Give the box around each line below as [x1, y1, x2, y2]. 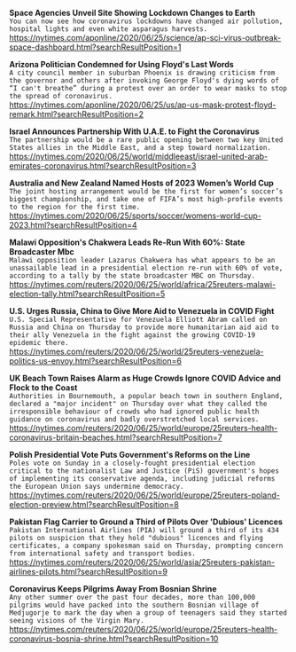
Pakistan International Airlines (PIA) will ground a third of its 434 [9, 526, 279, 535]
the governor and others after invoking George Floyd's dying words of [9, 76, 279, 85]
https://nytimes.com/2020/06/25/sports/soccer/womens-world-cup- [9, 210, 261, 221]
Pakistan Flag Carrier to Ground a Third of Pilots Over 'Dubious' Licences [9, 516, 284, 527]
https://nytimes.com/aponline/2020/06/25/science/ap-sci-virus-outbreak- [9, 33, 282, 43]
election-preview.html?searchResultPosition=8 [9, 499, 179, 509]
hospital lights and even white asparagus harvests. [9, 25, 208, 34]
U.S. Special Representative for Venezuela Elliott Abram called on [9, 315, 268, 324]
